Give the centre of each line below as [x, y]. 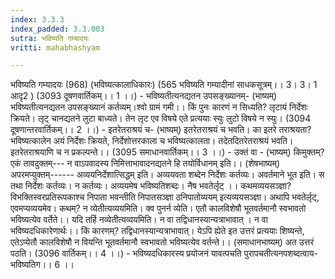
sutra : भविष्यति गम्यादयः [50, 38]
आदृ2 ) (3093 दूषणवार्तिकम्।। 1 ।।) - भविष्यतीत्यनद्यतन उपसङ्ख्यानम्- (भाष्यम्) [144, 96]
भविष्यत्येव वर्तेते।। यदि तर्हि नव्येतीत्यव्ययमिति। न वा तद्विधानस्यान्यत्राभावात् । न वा [139, 220]
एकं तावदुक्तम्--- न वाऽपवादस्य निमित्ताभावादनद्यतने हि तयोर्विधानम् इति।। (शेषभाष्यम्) [145, 163]
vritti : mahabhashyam [55, 47]
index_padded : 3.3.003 [57, 29]
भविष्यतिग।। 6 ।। [42, 265]
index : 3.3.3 [37, 19]
